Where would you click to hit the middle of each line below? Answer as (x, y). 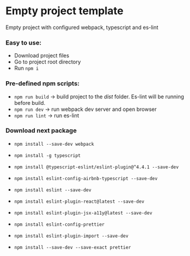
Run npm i (26, 68)
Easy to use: (24, 43)
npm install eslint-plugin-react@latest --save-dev (79, 201)
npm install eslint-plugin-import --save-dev (71, 236)
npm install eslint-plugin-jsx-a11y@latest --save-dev (83, 213)
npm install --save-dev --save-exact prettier (73, 247)
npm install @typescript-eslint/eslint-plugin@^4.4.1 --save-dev (96, 167)
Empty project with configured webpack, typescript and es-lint (82, 27)
